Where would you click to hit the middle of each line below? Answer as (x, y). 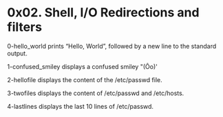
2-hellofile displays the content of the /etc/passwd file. (85, 79)
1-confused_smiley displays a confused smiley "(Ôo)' (83, 66)
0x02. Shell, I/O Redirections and (103, 13)
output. (17, 53)
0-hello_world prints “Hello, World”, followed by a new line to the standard (112, 46)
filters (25, 27)
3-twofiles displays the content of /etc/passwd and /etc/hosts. (96, 93)
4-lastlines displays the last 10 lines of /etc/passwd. (80, 106)
